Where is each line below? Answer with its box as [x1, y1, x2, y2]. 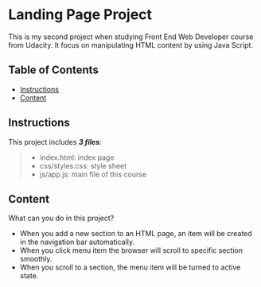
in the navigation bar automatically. [19, 237, 135, 247]
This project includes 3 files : [8, 137, 102, 146]
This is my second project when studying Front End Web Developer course [8, 32, 254, 41]
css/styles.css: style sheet [39, 161, 127, 170]
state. [19, 271, 39, 281]
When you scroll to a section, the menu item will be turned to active [19, 262, 241, 272]
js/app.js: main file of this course [39, 169, 147, 179]
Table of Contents [8, 64, 99, 77]
